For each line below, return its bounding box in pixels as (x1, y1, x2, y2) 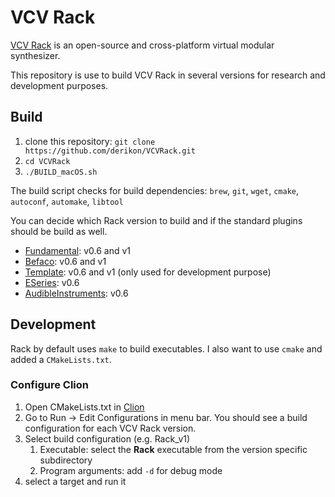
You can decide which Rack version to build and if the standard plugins (10, 214, 303, 226)
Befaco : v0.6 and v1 (24, 255, 107, 267)
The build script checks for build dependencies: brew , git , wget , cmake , (10, 184, 300, 196)
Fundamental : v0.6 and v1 (24, 244, 131, 256)
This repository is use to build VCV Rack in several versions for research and (10, 69, 326, 81)
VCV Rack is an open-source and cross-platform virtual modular (10, 39, 275, 51)
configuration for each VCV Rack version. (24, 422, 197, 434)
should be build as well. (10, 225, 108, 237)
